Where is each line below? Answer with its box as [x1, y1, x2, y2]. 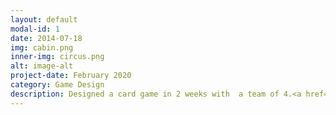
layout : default [10, 14, 78, 25]
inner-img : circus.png [10, 52, 105, 62]
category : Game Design [10, 80, 105, 90]
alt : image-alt [10, 61, 74, 71]
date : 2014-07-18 [10, 33, 83, 43]
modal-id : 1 [10, 24, 60, 34]
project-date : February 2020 [10, 71, 132, 81]
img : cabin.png [10, 42, 74, 53]
